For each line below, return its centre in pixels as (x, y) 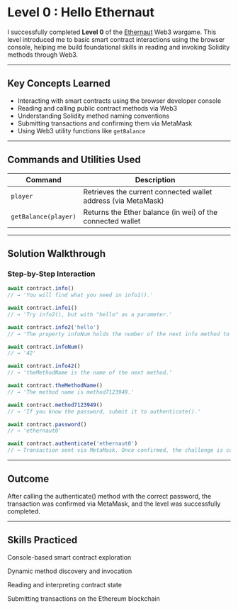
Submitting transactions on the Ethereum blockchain (84, 598)
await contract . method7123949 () (55, 405)
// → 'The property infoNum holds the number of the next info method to (119, 334)
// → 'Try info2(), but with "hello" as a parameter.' (90, 314)
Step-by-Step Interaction (51, 274)
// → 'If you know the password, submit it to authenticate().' (104, 411)
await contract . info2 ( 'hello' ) (53, 327)
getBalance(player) (44, 216)
